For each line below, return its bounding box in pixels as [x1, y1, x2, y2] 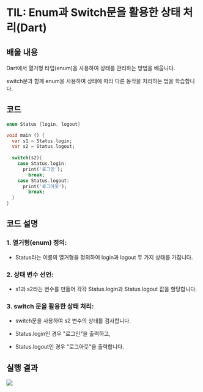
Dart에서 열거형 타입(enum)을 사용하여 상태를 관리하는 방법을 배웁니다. [6, 65, 175, 71]
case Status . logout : [17, 178, 70, 184]
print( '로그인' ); [22, 166, 63, 172]
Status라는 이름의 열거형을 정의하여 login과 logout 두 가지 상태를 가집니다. [15, 253, 193, 261]
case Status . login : [17, 161, 67, 167]
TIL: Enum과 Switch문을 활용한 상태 [6, 5, 181, 20]
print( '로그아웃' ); [22, 183, 67, 189]
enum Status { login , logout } [6, 121, 81, 127]
